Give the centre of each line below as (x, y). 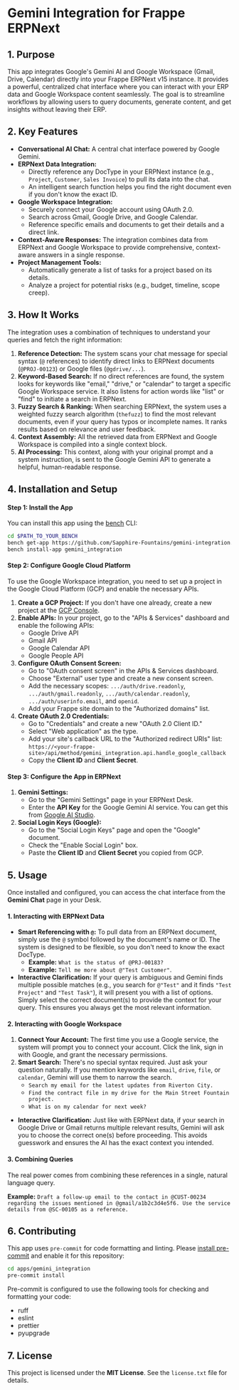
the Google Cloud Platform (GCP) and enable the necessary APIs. (103, 589)
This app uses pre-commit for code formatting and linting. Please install (111, 1248)
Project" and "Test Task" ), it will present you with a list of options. (115, 993)
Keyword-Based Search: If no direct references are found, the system (121, 376)
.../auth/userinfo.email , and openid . (84, 701)
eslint (26, 1318)
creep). (39, 293)
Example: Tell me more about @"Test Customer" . (100, 970)
